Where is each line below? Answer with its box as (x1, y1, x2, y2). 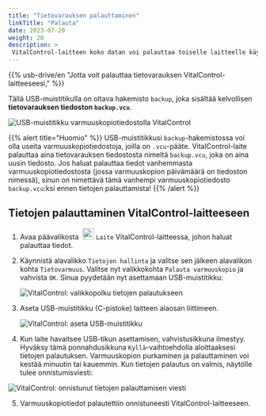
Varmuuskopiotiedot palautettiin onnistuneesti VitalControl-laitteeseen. (19, 398, 251, 408)
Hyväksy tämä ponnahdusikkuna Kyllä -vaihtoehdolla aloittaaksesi (19, 342, 236, 352)
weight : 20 (8, 33, 44, 42)
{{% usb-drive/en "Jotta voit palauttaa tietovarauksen (8, 71, 182, 79)
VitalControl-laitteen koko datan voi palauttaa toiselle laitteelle (11, 48, 246, 56)
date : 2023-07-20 (8, 26, 66, 34)
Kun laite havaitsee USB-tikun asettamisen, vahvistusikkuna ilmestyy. (19, 334, 245, 343)
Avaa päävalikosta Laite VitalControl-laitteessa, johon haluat (19, 231, 233, 242)
